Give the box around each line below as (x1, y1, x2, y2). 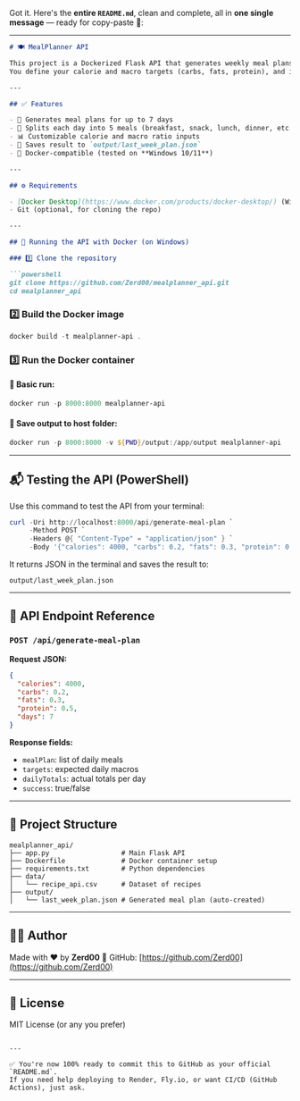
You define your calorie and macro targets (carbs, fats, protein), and (9, 67, 286, 76)
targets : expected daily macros (21, 763, 139, 774)
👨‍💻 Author (9, 929, 68, 944)
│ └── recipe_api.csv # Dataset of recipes (9, 879, 202, 888)
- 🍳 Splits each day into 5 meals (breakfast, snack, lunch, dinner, (9, 124, 274, 133)
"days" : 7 (17, 712, 54, 722)
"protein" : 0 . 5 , (17, 704, 78, 713)
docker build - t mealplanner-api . (9, 332, 142, 340)
